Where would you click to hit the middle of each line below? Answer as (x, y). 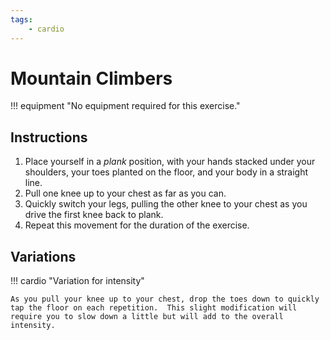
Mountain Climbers (91, 78)
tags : (21, 19)
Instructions (49, 137)
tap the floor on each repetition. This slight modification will (154, 308)
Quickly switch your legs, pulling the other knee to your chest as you (166, 204)
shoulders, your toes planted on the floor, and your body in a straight (166, 172)
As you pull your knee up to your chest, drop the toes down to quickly (165, 299)
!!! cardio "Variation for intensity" (77, 281)
